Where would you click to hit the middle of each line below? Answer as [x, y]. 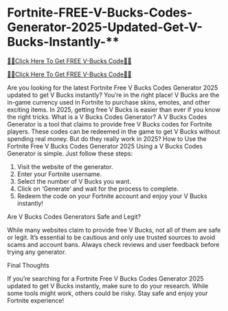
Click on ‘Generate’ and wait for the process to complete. [98, 189]
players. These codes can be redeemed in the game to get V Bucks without [114, 131]
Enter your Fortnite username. [59, 174]
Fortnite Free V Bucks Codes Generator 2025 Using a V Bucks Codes [105, 146]
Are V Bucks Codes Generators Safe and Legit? [74, 216]
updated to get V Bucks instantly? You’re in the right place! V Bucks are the [113, 95]
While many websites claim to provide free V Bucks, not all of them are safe [114, 230]
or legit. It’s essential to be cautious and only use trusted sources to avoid [111, 237]
